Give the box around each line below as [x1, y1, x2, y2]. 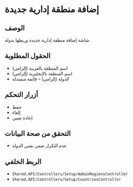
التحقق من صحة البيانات [5, 129, 71, 138]
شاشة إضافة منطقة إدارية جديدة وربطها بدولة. [5, 37, 91, 43]
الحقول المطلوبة [5, 52, 51, 60]
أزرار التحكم [5, 90, 38, 99]
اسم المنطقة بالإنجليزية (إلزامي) [12, 70, 73, 76]
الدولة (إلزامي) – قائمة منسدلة [12, 76, 69, 82]
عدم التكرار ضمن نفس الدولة [12, 143, 67, 149]
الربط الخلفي [5, 157, 41, 166]
